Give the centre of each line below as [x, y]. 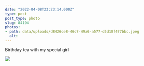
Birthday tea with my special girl [37, 49]
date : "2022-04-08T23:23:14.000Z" [40, 9]
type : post [16, 14]
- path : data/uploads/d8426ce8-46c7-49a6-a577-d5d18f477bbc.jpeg [72, 32]
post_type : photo [22, 18]
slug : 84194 [17, 23]
